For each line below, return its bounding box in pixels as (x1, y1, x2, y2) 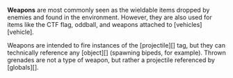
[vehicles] (173, 21, 202, 28)
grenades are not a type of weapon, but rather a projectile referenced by (7, 56, 216, 64)
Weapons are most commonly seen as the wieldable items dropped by (7, 6, 210, 14)
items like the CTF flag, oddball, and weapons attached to (7, 21, 172, 28)
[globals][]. (7, 64, 40, 71)
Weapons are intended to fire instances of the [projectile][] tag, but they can (7, 41, 226, 49)
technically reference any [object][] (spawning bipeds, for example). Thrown (7, 48, 226, 57)
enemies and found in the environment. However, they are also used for (7, 13, 212, 21)
